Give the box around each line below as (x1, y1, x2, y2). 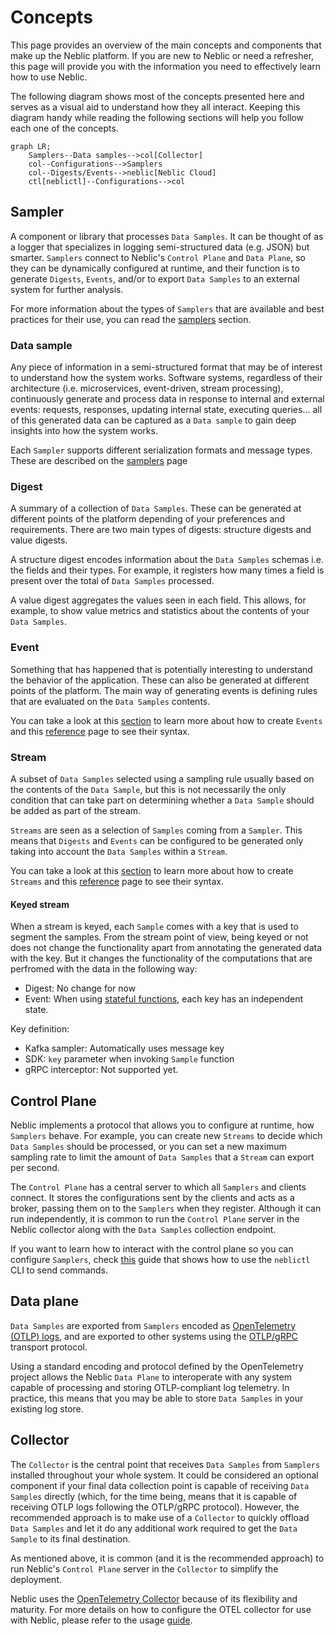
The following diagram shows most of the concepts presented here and (10, 90, 305, 102)
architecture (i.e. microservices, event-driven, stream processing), (10, 382, 284, 395)
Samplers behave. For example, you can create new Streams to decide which (10, 1129, 323, 1141)
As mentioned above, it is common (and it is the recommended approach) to (10, 1552, 325, 1564)
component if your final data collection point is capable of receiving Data (10, 1479, 310, 1491)
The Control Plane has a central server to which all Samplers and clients (10, 1181, 307, 1193)
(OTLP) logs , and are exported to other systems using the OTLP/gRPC (10, 1330, 298, 1342)
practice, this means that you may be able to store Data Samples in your (10, 1392, 304, 1404)
